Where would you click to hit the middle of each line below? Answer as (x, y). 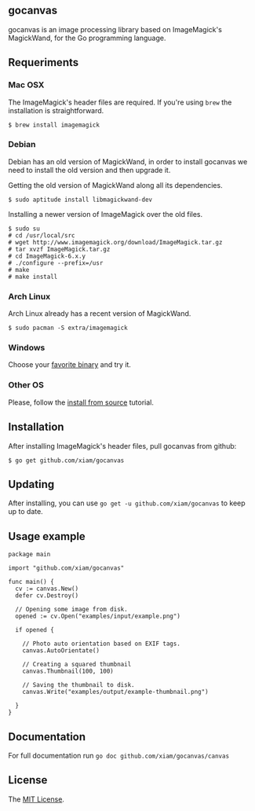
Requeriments (44, 62)
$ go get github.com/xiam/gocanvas (66, 461)
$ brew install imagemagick (54, 125)
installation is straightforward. (56, 110)
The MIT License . (36, 799)
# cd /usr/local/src (42, 235)
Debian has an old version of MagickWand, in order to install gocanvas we (128, 161)
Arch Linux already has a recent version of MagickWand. (100, 314)
